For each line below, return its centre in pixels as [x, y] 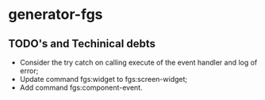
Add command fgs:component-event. [81, 87]
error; [29, 71]
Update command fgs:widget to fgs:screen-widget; [104, 79]
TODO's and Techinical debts [82, 44]
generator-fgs [56, 15]
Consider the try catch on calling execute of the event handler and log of [138, 62]
